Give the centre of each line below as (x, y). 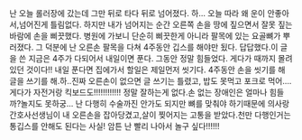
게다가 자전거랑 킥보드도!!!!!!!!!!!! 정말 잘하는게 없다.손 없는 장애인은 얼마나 (138, 92)
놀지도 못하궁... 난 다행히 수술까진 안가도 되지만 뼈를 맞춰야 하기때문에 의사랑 (156, 103)
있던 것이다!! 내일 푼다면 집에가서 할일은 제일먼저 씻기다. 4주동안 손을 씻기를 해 (147, 70)
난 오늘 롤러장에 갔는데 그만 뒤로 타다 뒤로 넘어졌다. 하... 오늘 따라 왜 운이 (137, 13)
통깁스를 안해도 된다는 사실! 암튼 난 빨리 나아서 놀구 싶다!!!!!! (114, 126)
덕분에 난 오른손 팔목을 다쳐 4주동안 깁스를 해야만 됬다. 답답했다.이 (161, 47)
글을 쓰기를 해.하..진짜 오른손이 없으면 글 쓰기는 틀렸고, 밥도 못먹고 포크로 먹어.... (151, 81)
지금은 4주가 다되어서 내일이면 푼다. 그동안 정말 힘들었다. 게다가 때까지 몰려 (160, 58)
